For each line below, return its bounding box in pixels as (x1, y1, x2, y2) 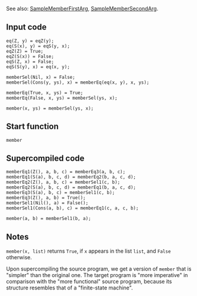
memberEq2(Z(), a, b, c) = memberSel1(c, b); (6, 179, 120, 186)
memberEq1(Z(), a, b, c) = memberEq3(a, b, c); (6, 169, 126, 175)
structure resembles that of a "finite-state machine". (6, 284, 133, 291)
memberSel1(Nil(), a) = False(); (6, 200, 89, 206)
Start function (6, 122, 59, 132)
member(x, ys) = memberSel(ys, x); (6, 105, 94, 112)
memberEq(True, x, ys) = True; (6, 90, 83, 96)
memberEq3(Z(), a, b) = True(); (6, 195, 86, 201)
